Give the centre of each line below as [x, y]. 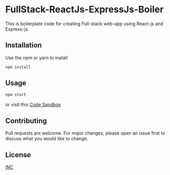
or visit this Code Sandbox [33, 105]
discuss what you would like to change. [47, 139]
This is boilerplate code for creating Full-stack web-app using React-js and [84, 24]
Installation [24, 45]
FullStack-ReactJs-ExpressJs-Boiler [84, 9]
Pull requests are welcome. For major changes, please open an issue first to [85, 133]
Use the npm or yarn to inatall [37, 57]
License [18, 155]
